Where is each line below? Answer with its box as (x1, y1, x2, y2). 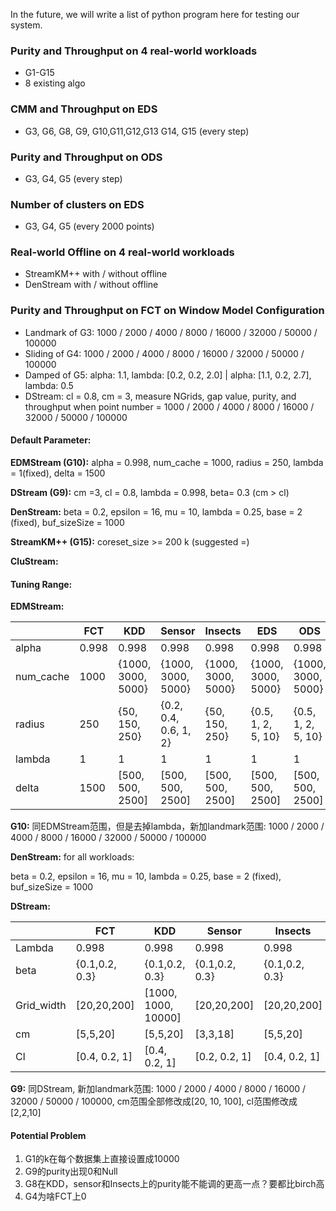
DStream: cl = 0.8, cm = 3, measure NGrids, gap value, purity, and (24, 390, 297, 402)
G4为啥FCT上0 (24, 1190, 87, 1203)
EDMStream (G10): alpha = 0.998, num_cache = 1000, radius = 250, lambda (10, 456, 324, 468)
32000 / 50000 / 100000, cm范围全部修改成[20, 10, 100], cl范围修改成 (10, 1095, 298, 1108)
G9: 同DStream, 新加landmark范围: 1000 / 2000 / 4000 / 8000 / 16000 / (10, 1083, 307, 1095)
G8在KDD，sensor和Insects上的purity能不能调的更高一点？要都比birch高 (24, 1178, 325, 1190)
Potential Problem (10, 1129, 87, 1141)
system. (10, 19, 43, 31)
